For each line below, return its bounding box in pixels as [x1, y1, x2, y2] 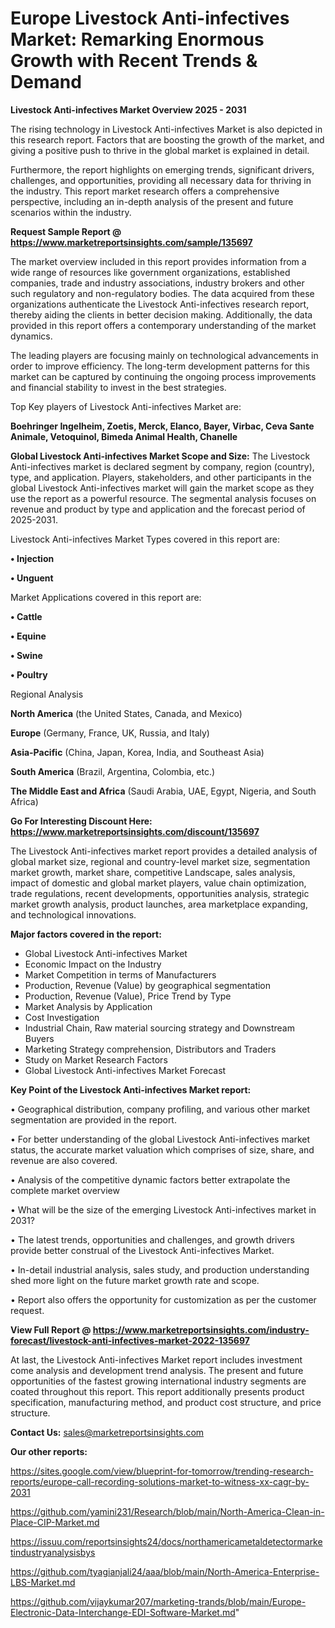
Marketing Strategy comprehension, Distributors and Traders [24, 1043, 277, 1055]
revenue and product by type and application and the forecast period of [10, 503, 306, 515]
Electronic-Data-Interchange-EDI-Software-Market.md [10, 1606, 236, 1618]
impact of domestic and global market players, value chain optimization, [10, 877, 307, 889]
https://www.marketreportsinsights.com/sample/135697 [10, 236, 253, 248]
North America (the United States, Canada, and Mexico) [10, 707, 243, 719]
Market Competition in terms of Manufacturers [24, 968, 217, 981]
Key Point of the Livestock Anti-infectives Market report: [10, 1083, 252, 1096]
